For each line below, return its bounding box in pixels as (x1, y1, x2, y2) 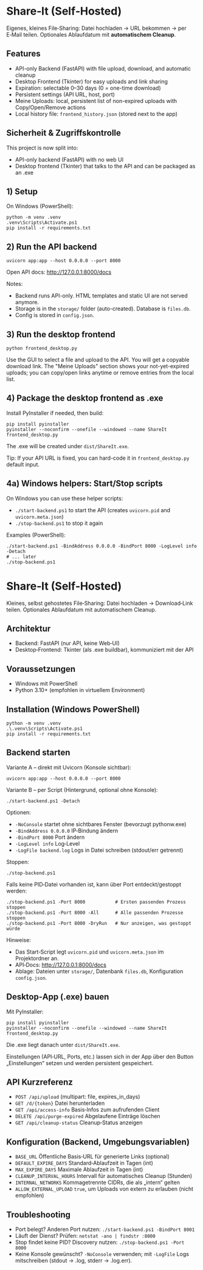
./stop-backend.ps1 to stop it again (15, 519, 103, 527)
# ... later (6, 554, 36, 560)
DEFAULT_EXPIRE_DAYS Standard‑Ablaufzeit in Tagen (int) (15, 1160, 154, 1167)
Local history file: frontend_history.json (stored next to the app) (15, 110, 178, 117)
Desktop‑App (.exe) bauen (6, 992, 109, 1002)
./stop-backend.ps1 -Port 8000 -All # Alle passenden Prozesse (6, 910, 184, 916)
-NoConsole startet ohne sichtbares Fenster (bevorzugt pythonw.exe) (15, 820, 187, 827)
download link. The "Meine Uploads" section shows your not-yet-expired (6, 363, 190, 369)
